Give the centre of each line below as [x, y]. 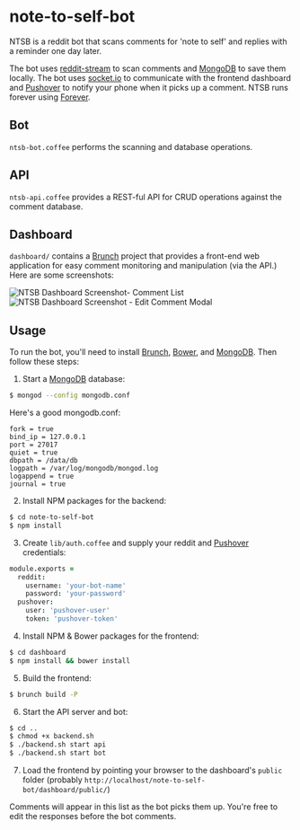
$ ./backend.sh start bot [57, 753]
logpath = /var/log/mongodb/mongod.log [84, 469]
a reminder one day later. [55, 50]
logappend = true [42, 477]
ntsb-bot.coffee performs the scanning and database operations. [131, 146]
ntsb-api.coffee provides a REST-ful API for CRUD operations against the [146, 197]
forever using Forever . [50, 97]
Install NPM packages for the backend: [94, 501]
